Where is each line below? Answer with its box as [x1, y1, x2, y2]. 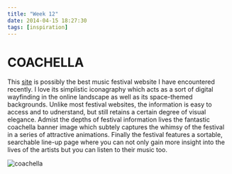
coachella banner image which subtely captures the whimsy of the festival [7, 123, 225, 131]
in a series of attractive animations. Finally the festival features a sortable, [7, 131, 223, 139]
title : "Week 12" [7, 10, 59, 18]
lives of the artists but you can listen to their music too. [7, 146, 168, 154]
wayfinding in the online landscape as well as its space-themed [7, 93, 193, 102]
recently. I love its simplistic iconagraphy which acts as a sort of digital [7, 85, 214, 94]
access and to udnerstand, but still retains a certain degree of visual [7, 108, 206, 116]
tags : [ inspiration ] [7, 23, 69, 31]
